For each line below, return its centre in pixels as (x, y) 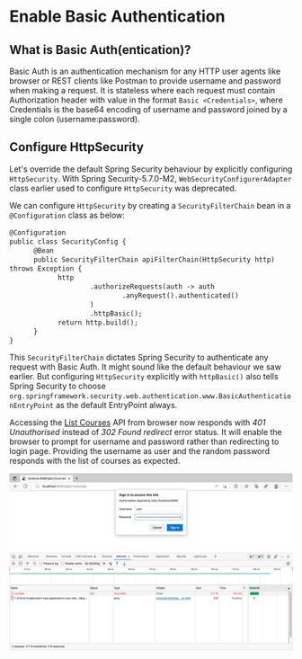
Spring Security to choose (58, 386)
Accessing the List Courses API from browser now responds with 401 (138, 422)
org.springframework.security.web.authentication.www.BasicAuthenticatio (151, 396)
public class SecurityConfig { (68, 241)
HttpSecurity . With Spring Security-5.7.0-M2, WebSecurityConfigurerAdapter (151, 178)
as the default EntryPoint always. (116, 405)
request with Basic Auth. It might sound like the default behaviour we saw (145, 367)
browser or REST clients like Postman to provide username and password (145, 81)
